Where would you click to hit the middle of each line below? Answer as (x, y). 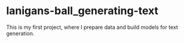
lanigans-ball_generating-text (82, 11)
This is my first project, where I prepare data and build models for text (92, 27)
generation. (20, 33)
